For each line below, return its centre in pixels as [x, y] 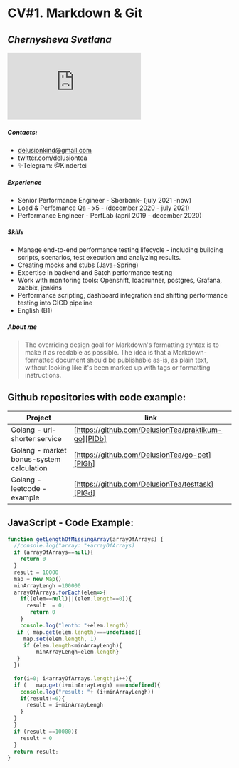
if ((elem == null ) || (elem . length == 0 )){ [76, 599]
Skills [16, 232]
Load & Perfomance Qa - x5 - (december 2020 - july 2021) [103, 208]
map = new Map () [38, 579]
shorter [23, 438]
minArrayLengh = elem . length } [78, 652]
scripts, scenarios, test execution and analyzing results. [99, 257]
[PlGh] [85, 463]
